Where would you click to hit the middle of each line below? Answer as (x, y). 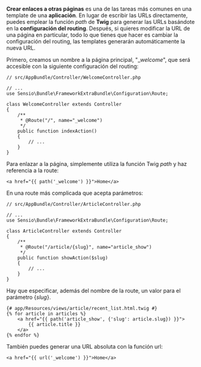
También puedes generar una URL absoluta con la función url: (85, 346)
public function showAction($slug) (63, 258)
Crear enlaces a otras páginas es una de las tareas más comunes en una (99, 9)
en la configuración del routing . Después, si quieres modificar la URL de (98, 28)
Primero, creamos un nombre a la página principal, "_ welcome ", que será (98, 60)
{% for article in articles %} (46, 314)
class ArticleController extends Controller (64, 231)
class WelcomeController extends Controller (64, 104)
